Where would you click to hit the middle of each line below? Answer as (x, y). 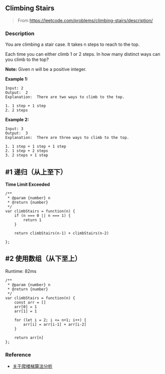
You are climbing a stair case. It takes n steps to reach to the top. (72, 44)
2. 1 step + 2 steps (27, 151)
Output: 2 (17, 93)
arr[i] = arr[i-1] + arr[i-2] (55, 324)
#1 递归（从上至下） (36, 172)
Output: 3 (17, 133)
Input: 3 (14, 129)
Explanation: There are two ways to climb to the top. (65, 97)
